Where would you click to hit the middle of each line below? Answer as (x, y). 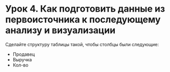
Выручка (22, 59)
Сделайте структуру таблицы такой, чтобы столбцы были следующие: (82, 44)
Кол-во (20, 65)
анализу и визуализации (60, 30)
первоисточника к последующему (83, 20)
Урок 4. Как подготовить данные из (85, 9)
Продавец (24, 54)
